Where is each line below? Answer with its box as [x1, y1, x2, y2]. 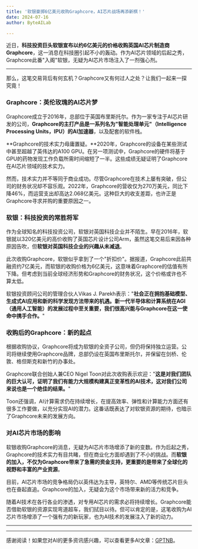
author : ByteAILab [6, 20, 51, 25]
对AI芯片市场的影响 [6, 429, 61, 437]
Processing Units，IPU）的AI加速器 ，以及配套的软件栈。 [6, 128, 146, 135]
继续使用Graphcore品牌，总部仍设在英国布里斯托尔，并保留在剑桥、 [16, 350, 182, 358]
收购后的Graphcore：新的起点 [6, 328, 92, 337]
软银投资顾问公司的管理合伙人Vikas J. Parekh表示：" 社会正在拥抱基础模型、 [6, 290, 190, 297]
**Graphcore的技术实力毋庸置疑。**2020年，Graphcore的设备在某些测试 [6, 140, 187, 147]
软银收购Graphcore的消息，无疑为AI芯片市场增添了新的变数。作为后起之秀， [6, 443, 192, 450]
